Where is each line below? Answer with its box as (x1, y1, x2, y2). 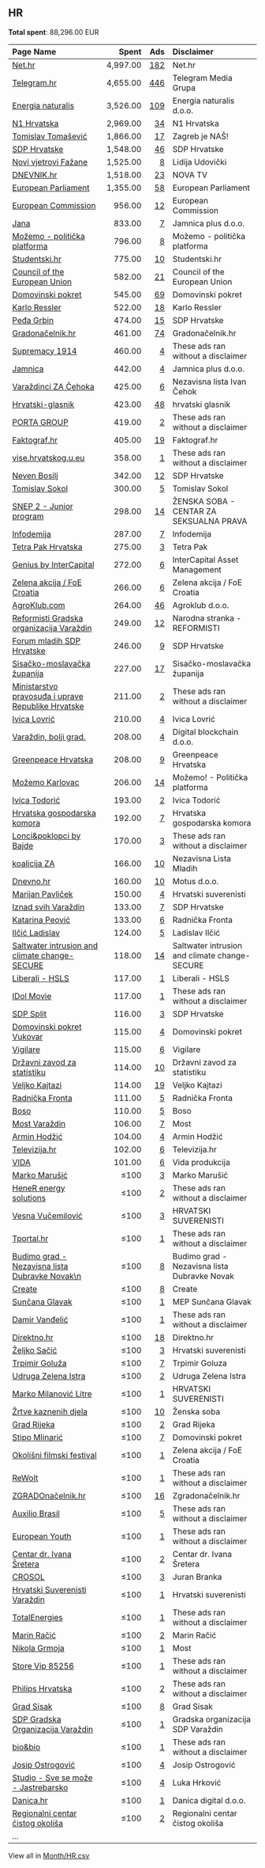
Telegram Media (172, 72, 233, 83)
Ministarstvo (12, 681, 58, 692)
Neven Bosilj (12, 470, 58, 481)
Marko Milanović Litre (12, 1388, 92, 1399)
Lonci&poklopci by (12, 830, 81, 841)
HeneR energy (12, 1183, 65, 1194)
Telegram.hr (12, 77, 58, 88)
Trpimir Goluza (172, 1357, 227, 1369)
